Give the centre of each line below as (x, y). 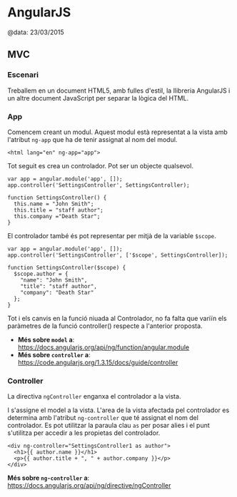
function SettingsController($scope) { (67, 267)
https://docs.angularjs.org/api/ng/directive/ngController (89, 486)
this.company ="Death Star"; (57, 216)
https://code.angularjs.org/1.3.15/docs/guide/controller (98, 362)
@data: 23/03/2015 (36, 32)
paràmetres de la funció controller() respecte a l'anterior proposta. (105, 326)
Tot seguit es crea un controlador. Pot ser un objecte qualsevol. (101, 165)
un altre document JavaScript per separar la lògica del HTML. (98, 98)
